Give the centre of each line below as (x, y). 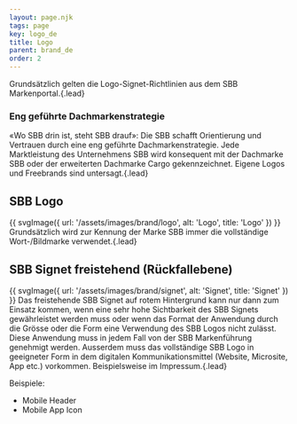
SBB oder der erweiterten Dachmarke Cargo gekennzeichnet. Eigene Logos (147, 164)
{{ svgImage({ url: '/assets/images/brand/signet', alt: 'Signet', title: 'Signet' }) (149, 290)
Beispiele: (27, 383)
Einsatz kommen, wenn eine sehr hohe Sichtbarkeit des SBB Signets (134, 309)
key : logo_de (33, 34)
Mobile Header (49, 400)
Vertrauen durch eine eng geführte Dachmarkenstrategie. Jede (124, 145)
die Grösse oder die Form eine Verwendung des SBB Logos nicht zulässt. (143, 328)
